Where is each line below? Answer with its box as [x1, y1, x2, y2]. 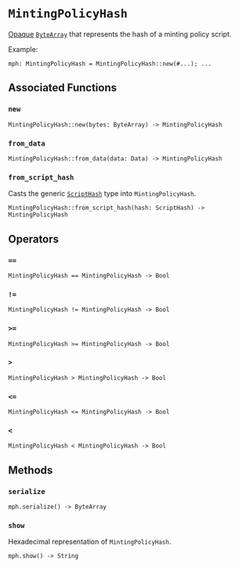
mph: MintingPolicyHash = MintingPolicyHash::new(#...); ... [8, 60, 212, 68]
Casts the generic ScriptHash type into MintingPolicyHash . [8, 189, 197, 198]
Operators [8, 232, 60, 245]
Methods [8, 463, 53, 477]
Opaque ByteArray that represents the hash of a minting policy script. [8, 29, 232, 39]
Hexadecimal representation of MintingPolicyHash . [8, 537, 172, 547]
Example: [8, 44, 38, 53]
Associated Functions [8, 81, 118, 94]
